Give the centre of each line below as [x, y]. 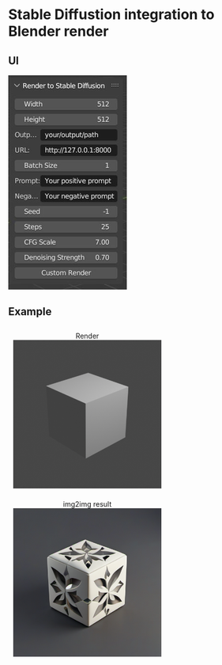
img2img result [87, 503]
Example [30, 312]
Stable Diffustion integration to [111, 15]
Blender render [58, 31]
